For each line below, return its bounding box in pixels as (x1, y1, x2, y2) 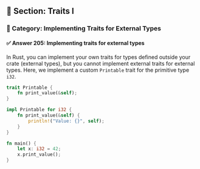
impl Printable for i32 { (6, 107, 72, 113)
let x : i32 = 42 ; (17, 146, 61, 152)
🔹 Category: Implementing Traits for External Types (6, 24, 161, 33)
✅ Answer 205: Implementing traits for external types (6, 39, 145, 46)
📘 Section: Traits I (6, 6, 74, 16)
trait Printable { (6, 84, 53, 91)
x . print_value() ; (17, 151, 61, 158)
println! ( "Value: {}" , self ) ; (28, 118, 105, 124)
